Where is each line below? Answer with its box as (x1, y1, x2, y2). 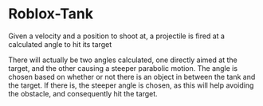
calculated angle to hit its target (8, 39, 112, 49)
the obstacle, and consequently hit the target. (8, 88, 158, 98)
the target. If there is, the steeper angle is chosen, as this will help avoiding (8, 80, 254, 90)
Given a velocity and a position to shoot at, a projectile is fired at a (8, 31, 226, 41)
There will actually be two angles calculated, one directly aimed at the (8, 55, 237, 65)
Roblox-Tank (8, 5, 94, 23)
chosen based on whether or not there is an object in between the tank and (8, 72, 256, 81)
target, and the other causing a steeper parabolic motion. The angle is (8, 63, 237, 73)
